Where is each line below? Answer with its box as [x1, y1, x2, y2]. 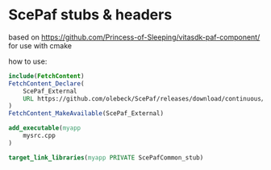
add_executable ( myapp [8, 124, 81, 132]
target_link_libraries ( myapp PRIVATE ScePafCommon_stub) [8, 153, 204, 162]
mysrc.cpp [23, 131, 56, 140]
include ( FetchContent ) [8, 72, 85, 80]
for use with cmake [8, 40, 73, 50]
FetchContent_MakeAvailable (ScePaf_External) [8, 110, 164, 118]
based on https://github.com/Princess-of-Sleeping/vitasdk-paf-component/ [8, 32, 261, 42]
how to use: [8, 56, 48, 66]
